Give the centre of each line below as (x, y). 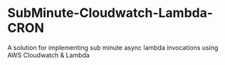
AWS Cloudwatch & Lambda (49, 55)
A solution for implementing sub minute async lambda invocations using (113, 47)
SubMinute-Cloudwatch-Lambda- (110, 13)
